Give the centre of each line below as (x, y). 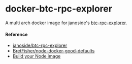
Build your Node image (37, 56)
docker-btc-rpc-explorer (59, 9)
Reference (16, 34)
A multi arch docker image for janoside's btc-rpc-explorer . (66, 23)
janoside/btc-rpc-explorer (40, 45)
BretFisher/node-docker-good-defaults (54, 51)
